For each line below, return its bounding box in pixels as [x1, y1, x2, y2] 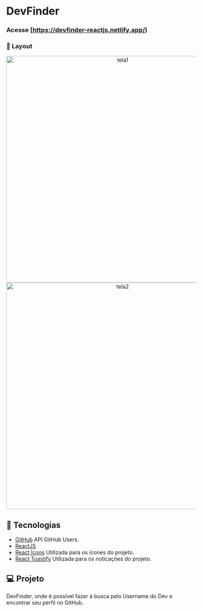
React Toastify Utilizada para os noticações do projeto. [14, 555, 152, 562]
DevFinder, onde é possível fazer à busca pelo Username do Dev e [6, 593, 173, 600]
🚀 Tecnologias [6, 520, 61, 530]
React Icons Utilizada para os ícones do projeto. [14, 549, 135, 556]
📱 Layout [6, 42, 33, 51]
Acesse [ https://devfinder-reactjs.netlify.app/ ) [6, 26, 148, 34]
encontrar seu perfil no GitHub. [6, 599, 84, 607]
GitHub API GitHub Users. [14, 536, 79, 543]
